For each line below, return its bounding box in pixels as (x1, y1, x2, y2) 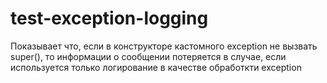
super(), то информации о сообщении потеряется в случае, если (10, 50, 287, 62)
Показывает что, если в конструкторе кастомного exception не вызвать (10, 40, 318, 52)
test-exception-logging (10, 7, 209, 30)
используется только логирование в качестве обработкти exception (10, 61, 302, 73)
